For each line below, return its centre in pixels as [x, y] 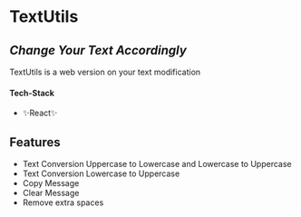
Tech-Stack [32, 93]
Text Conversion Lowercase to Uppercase [101, 173]
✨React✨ [40, 113]
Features [35, 142]
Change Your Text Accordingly [98, 50]
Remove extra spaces [63, 202]
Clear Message [51, 193]
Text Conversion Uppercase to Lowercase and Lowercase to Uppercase [157, 164]
